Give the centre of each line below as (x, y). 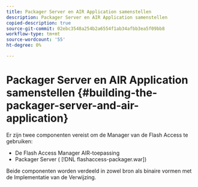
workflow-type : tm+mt (33, 34)
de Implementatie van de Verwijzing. (51, 177)
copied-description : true (38, 23)
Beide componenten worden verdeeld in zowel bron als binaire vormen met (99, 171)
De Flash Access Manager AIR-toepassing (67, 153)
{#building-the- (117, 93)
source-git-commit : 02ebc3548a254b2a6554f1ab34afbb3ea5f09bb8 (85, 28)
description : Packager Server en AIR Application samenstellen (87, 17)
